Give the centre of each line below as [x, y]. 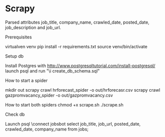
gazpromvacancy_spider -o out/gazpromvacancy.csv [59, 95]
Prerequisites [18, 37]
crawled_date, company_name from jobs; [47, 129]
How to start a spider [26, 80]
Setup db [14, 56]
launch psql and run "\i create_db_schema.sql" [52, 71]
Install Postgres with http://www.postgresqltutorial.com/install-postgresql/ [80, 66]
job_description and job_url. [33, 27]
